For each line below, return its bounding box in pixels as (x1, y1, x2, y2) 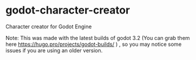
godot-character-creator (5, 4, 130, 17)
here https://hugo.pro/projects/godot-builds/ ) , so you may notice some (5, 41, 182, 48)
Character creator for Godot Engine (5, 23, 92, 30)
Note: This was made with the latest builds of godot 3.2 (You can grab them (5, 34, 190, 41)
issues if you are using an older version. (5, 46, 103, 54)
